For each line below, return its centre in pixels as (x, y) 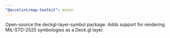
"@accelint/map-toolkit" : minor (39, 10)
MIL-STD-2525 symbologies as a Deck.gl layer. (55, 30)
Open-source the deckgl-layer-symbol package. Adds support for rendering (85, 24)
